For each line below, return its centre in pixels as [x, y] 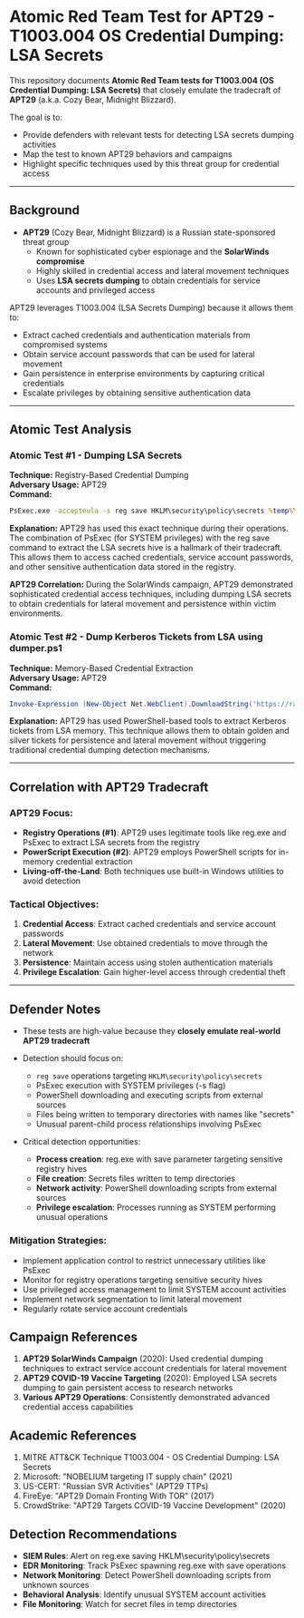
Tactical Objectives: [54, 904]
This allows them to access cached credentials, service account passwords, [152, 557]
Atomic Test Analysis [71, 429]
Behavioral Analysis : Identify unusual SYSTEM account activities [144, 1594]
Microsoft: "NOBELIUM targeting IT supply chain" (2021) [128, 1477]
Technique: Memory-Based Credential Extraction [101, 668]
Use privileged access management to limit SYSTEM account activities [154, 1289]
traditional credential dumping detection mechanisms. [109, 750]
